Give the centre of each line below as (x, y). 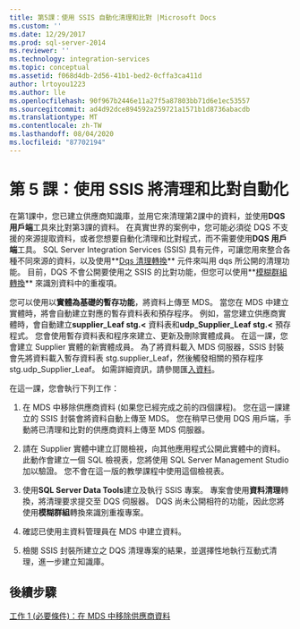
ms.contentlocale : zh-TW (56, 126)
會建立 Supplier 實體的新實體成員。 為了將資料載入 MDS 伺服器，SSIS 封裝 (147, 346)
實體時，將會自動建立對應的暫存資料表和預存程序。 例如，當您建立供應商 (144, 313)
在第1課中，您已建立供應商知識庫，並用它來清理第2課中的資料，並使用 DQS (147, 216)
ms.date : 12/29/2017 (48, 34)
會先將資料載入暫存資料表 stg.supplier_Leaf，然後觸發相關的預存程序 (137, 358)
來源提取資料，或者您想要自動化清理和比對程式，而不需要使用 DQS (147, 238)
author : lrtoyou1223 (48, 84)
